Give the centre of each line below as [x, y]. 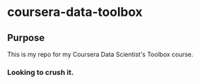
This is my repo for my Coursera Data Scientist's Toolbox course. [100, 54]
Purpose [26, 38]
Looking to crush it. [41, 72]
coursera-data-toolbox [75, 12]
